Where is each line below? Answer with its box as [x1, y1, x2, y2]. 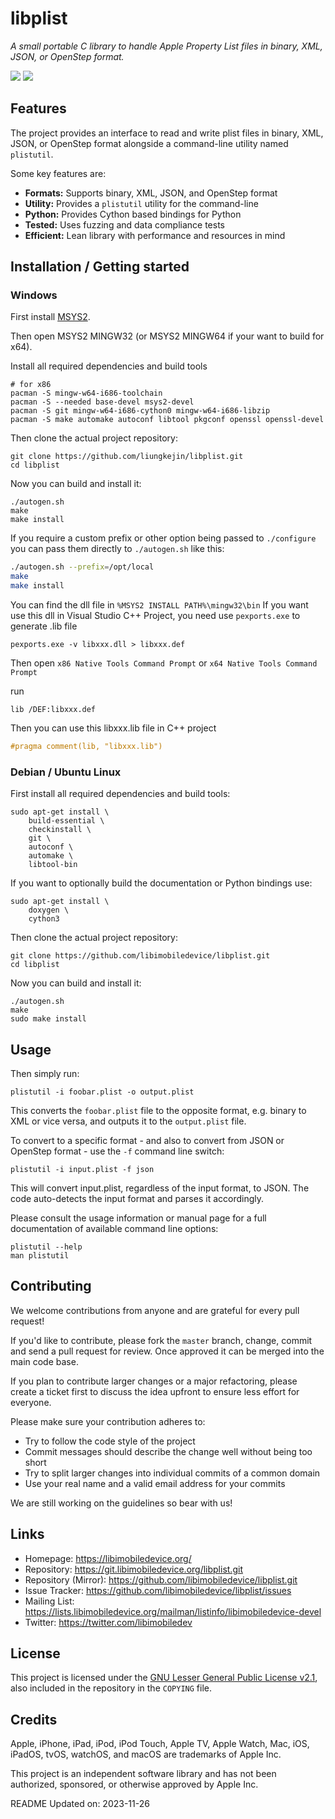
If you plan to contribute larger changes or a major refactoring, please [10, 1375, 298, 1387]
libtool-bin [28, 860, 78, 870]
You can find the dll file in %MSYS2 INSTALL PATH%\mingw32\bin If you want [10, 599, 309, 611]
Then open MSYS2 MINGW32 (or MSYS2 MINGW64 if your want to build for [10, 330, 325, 342]
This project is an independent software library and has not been [10, 1768, 277, 1780]
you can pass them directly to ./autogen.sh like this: [10, 543, 225, 555]
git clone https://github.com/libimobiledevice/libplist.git [10, 951, 271, 961]
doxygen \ [28, 905, 70, 916]
